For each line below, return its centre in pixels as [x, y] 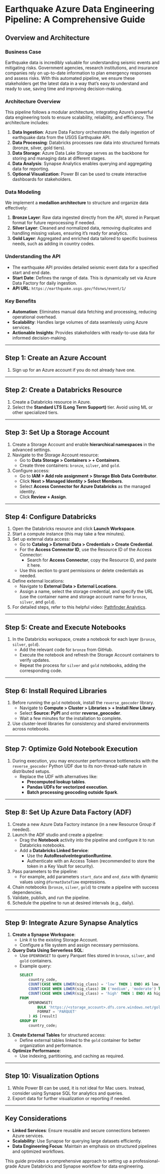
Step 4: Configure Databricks [51, 517]
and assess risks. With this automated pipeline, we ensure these [70, 78]
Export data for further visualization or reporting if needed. [71, 1098]
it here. [34, 565]
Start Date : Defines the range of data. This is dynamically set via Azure [84, 277]
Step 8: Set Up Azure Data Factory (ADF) [68, 812]
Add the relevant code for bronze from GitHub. [66, 650]
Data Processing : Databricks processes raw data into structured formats [86, 143]
